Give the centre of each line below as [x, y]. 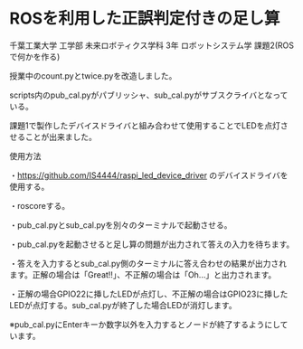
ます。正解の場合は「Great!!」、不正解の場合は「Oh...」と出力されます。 [143, 274]
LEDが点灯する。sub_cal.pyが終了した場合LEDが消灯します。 [123, 305]
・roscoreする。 [40, 205]
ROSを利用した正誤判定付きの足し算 [145, 19]
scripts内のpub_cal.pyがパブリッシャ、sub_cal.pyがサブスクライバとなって [149, 95]
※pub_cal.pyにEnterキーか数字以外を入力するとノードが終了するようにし [145, 324]
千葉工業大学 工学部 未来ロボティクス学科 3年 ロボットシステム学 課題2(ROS [151, 45]
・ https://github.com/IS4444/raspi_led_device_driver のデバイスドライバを [149, 175]
